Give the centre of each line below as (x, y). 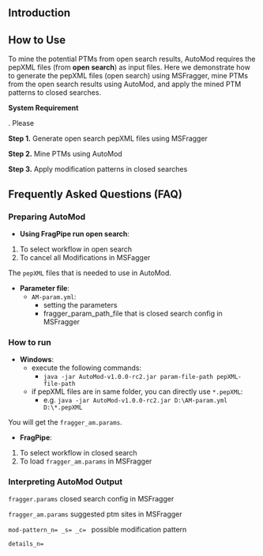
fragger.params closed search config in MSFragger (91, 499)
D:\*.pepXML (63, 408)
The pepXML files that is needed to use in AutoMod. (90, 273)
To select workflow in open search (76, 249)
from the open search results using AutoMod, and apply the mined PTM (125, 84)
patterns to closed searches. (54, 93)
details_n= (26, 544)
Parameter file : (44, 288)
